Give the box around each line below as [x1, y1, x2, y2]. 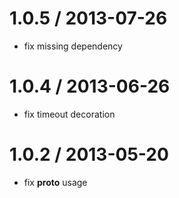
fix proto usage [23, 176, 88, 188]
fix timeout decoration [23, 108, 116, 120]
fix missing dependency [23, 40, 123, 52]
